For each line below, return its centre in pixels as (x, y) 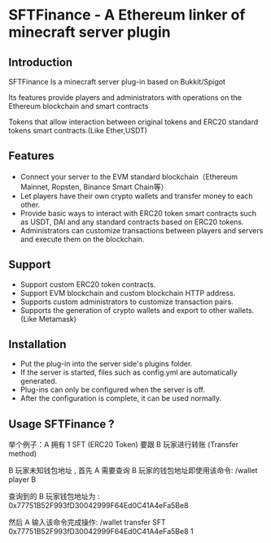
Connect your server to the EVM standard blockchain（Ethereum (129, 176)
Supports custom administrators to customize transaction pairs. (127, 302)
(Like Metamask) (48, 319)
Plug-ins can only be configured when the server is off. (113, 390)
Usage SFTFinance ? (62, 424)
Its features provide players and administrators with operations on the (125, 98)
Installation (37, 344)
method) (23, 454)
